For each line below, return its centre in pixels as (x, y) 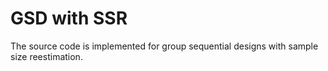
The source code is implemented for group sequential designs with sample (164, 46)
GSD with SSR (69, 18)
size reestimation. (46, 56)
